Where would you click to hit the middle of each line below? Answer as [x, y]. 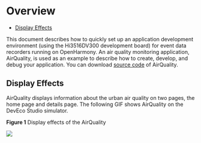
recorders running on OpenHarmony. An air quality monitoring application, [98, 51]
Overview [31, 11]
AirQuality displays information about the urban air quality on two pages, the [100, 98]
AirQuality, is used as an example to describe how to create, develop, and [97, 58]
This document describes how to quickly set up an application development [100, 39]
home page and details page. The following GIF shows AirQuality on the [95, 104]
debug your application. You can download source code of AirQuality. [92, 65]
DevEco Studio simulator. [37, 110]
